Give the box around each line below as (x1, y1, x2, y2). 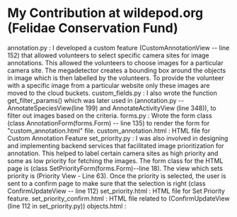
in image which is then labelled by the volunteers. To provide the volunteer (7, 73, 224, 82)
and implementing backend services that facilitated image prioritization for (7, 141, 224, 150)
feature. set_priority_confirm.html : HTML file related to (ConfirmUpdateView (7, 194, 230, 203)
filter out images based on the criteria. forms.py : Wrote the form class (7, 111, 212, 120)
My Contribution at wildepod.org (7, 5, 204, 21)
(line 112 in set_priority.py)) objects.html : (7, 201, 127, 210)
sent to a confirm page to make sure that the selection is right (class (7, 179, 207, 187)
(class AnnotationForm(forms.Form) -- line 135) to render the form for (7, 118, 210, 127)
